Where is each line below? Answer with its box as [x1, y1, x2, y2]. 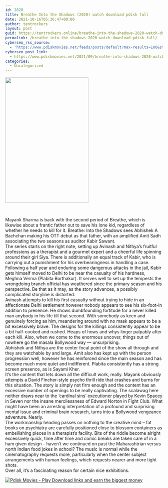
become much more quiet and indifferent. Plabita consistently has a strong [5, 361, 159, 367]
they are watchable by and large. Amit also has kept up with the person [5, 350, 151, 356]
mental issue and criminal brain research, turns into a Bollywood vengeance [5, 409, 161, 415]
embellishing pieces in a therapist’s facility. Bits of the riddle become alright [5, 430, 161, 436]
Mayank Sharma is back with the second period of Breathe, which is [5, 217, 146, 223]
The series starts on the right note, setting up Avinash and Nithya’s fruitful [5, 243, 157, 250]
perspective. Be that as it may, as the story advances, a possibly [5, 286, 138, 292]
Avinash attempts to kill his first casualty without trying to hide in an [5, 297, 144, 303]
